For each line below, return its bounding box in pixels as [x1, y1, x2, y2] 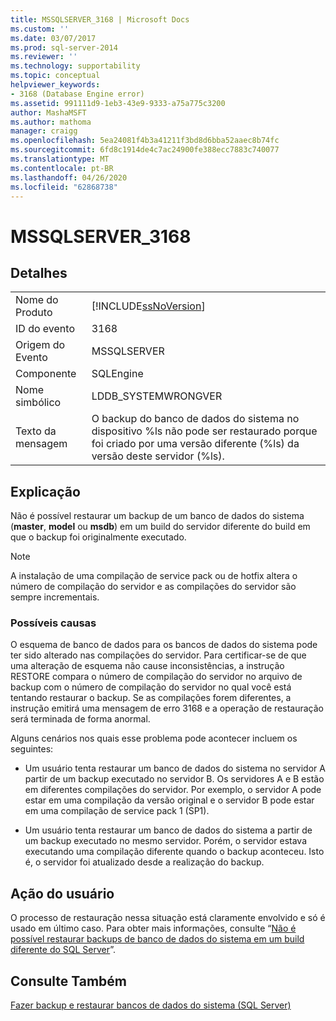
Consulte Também [10, 972, 128, 990]
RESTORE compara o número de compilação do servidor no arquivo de [10, 671, 303, 683]
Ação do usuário [10, 885, 115, 902]
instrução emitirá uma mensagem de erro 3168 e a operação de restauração [10, 702, 324, 715]
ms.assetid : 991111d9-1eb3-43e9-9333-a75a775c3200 [10, 98, 226, 108]
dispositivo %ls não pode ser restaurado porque [91, 424, 318, 438]
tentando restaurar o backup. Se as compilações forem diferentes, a [10, 692, 292, 704]
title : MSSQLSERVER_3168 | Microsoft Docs [10, 14, 190, 25]
